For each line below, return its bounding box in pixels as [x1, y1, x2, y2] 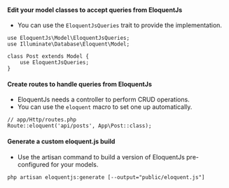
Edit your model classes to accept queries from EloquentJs [7, 6, 183, 14]
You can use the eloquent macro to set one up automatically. [17, 103, 193, 111]
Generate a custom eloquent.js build [7, 137, 116, 145]
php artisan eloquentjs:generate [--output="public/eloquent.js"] [7, 173, 205, 181]
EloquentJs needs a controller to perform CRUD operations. [17, 95, 190, 104]
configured [17, 160, 50, 168]
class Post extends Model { [7, 53, 90, 60]
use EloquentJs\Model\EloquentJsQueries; [7, 35, 130, 42]
